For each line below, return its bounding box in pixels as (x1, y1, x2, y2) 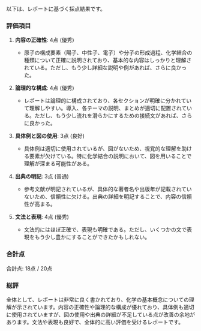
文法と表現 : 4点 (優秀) (14, 213, 69, 221)
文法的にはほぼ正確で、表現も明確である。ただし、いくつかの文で (23, 226, 187, 233)
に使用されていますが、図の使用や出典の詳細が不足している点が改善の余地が (6, 311, 195, 318)
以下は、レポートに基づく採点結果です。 (6, 5, 106, 12)
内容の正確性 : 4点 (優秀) (14, 37, 74, 44)
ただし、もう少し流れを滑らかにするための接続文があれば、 (34, 112, 182, 119)
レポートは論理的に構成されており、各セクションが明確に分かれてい (23, 97, 192, 104)
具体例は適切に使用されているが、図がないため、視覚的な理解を (23, 145, 182, 152)
